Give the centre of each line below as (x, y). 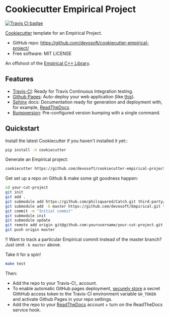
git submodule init (26, 216)
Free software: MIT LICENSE (42, 53)
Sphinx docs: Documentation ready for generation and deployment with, (87, 102)
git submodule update (28, 220)
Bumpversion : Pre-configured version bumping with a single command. (87, 112)
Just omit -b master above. (33, 245)
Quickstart (22, 129)
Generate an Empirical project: (37, 159)
